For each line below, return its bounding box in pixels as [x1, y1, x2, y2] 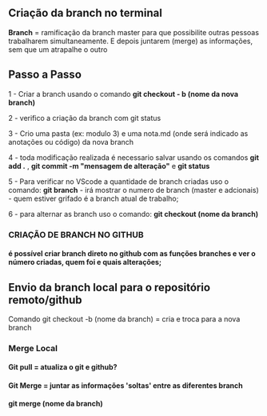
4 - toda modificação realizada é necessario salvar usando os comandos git [8, 152, 260, 162]
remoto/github [8, 293, 82, 306]
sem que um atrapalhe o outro [8, 44, 108, 54]
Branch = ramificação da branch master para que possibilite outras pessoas [8, 27, 260, 37]
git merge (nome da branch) [8, 398, 103, 408]
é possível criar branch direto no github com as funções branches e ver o [8, 249, 256, 258]
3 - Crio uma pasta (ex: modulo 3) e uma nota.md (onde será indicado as [8, 128, 249, 138]
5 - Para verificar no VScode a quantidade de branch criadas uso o [8, 176, 229, 186]
